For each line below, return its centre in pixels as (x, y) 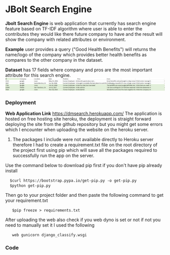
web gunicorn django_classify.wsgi (49, 235)
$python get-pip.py (30, 186)
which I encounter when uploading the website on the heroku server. (77, 130)
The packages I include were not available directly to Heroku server (83, 140)
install (11, 171)
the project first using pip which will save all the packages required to (85, 150)
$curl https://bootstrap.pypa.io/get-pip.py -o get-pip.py (73, 181)
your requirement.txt (27, 200)
